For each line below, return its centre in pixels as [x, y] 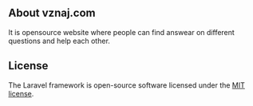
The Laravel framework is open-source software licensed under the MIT [127, 85]
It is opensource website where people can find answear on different [122, 32]
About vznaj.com [52, 13]
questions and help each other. [59, 41]
